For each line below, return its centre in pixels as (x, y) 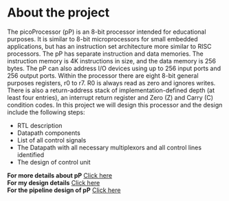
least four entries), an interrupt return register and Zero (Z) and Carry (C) (110, 97)
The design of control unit (54, 162)
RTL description (40, 125)
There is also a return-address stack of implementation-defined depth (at (111, 90)
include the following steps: (46, 112)
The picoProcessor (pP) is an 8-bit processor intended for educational (107, 32)
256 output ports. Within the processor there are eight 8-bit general (103, 75)
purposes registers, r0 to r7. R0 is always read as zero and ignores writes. (111, 83)
